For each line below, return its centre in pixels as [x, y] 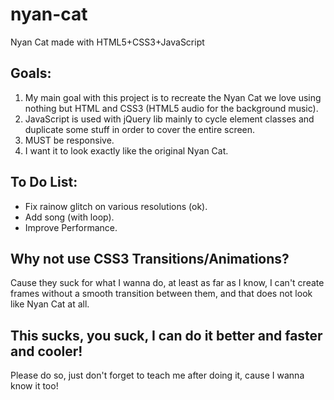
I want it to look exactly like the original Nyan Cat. [126, 150]
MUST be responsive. [69, 140]
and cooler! [46, 351]
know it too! [34, 386]
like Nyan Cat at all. [50, 304]
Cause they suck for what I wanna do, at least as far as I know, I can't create [167, 283]
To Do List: [44, 182]
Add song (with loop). [69, 217]
